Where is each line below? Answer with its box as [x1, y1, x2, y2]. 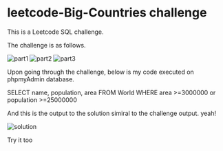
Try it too [7, 136, 33, 144]
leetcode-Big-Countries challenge [7, 5, 207, 21]
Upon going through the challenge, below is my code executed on [7, 68, 194, 76]
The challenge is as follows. [7, 41, 86, 49]
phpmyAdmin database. [7, 74, 74, 83]
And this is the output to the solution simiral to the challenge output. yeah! [7, 109, 217, 117]
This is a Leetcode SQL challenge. [7, 28, 104, 36]
